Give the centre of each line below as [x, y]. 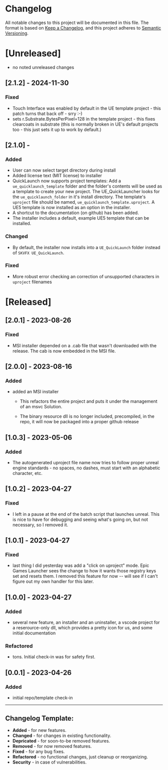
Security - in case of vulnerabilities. [49, 762]
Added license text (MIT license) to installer [57, 176]
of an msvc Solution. [41, 407]
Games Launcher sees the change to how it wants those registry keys [84, 571]
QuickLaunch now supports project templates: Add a [67, 181]
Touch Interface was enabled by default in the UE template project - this [86, 108]
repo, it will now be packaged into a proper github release [79, 422]
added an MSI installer [35, 392]
